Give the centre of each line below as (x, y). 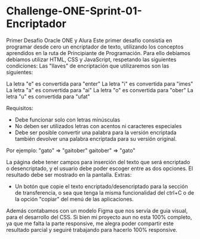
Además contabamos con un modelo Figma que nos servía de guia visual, (97, 210)
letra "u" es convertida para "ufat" (48, 96)
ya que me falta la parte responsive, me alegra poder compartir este (90, 223)
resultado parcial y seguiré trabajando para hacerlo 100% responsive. (92, 229)
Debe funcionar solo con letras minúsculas (67, 119)
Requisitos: (20, 108)
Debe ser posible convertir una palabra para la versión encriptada (96, 132)
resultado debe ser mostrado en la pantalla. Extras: (69, 174)
